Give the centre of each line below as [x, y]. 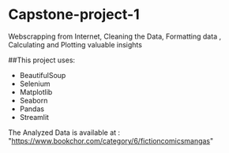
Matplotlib [36, 91]
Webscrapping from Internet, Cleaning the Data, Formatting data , [115, 36]
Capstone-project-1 [74, 15]
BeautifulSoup [43, 75]
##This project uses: [42, 60]
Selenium [35, 84]
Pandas [32, 109]
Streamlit [34, 117]
